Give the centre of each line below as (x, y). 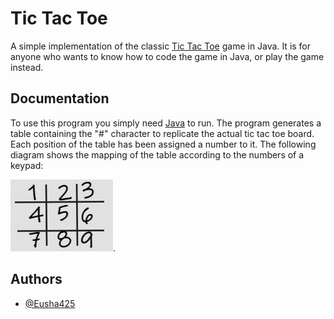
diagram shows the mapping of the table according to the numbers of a (157, 154)
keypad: (27, 165)
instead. (27, 67)
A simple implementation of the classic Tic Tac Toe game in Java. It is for (161, 46)
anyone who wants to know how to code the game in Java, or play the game (167, 56)
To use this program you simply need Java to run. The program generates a (166, 123)
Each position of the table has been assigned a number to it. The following (163, 144)
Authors (36, 279)
